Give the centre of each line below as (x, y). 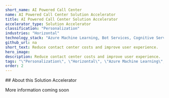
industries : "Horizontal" (32, 33)
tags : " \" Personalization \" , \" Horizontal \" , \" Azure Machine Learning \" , (85, 61)
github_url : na (21, 43)
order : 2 (14, 66)
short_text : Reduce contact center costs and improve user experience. (82, 47)
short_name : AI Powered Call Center (44, 10)
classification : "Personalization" (43, 29)
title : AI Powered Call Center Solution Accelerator (62, 19)
